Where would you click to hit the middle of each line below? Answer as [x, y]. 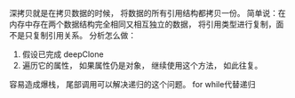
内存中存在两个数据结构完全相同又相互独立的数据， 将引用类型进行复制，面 [147, 24]
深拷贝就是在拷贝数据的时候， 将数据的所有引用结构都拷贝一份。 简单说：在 [147, 13]
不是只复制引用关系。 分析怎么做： [72, 35]
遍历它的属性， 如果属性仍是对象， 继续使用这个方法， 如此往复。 [142, 65]
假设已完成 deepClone [63, 54]
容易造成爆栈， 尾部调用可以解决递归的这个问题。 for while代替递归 [132, 84]
